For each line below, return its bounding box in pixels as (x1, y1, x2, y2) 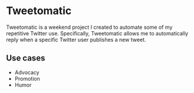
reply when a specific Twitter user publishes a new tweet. (6, 36, 146, 43)
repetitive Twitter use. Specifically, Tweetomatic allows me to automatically (6, 29, 189, 36)
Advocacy (14, 69, 40, 76)
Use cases (6, 53, 45, 63)
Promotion (14, 75, 40, 82)
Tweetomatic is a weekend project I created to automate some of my (6, 24, 173, 31)
